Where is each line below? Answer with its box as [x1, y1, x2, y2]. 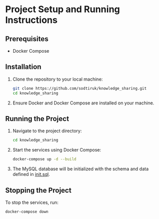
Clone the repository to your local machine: [12, 76, 103, 82]
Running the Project [5, 114, 69, 123]
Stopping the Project [5, 186, 72, 195]
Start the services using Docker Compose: [12, 147, 101, 153]
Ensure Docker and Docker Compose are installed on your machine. [12, 100, 154, 106]
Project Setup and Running [5, 4, 121, 15]
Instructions [5, 14, 58, 26]
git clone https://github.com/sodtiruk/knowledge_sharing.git [12, 86, 147, 91]
